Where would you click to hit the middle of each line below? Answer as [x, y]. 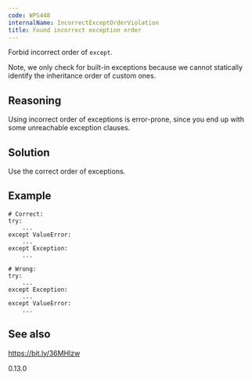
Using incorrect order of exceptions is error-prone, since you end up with [126, 119]
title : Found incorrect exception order [75, 30]
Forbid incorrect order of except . [61, 53]
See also [29, 334]
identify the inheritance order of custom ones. [82, 76]
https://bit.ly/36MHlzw [44, 353]
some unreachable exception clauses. [69, 128]
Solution [29, 153]
